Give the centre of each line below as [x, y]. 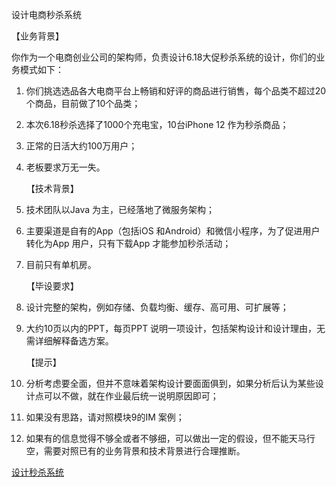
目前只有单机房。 [61, 264]
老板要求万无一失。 [65, 167]
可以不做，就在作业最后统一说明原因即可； [131, 396]
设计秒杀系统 [37, 472]
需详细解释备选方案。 [69, 341]
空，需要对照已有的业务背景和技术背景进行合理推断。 [135, 451]
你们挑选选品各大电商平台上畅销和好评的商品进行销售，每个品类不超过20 [176, 91]
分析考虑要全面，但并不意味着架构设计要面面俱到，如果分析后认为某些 [170, 383]
